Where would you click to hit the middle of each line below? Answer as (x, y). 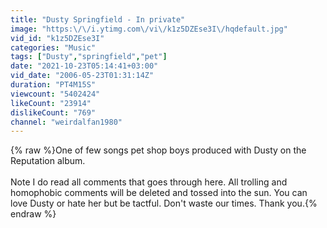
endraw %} (33, 214)
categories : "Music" (53, 47)
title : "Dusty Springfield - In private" (98, 19)
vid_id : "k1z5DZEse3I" (57, 38)
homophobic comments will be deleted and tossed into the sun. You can (159, 193)
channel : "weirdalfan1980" (66, 122)
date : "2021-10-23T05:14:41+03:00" (84, 66)
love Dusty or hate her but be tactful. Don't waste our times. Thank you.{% (164, 203)
